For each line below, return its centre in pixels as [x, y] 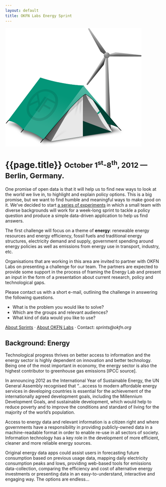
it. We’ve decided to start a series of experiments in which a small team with [83, 205]
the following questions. [30, 298]
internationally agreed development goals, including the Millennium [74, 396]
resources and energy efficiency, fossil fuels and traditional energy [74, 236]
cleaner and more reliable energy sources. [48, 443]
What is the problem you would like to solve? [58, 307]
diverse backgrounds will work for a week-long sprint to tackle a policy [78, 210]
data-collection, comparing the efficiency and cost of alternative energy [79, 469]
